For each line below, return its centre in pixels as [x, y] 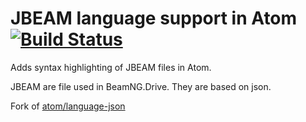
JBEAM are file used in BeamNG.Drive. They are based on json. [141, 86]
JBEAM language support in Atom [154, 18]
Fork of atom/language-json [68, 106]
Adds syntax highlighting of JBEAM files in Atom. [111, 67]
